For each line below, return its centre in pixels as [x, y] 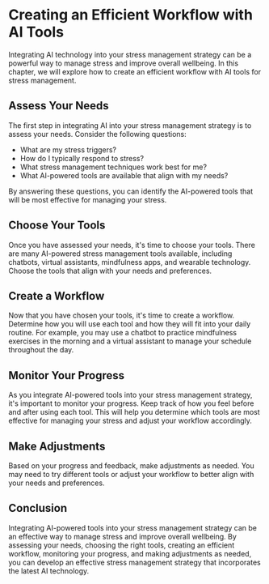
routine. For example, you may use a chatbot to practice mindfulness [122, 333]
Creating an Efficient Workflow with [130, 15]
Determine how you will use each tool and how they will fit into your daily [130, 324]
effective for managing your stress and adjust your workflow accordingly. [130, 421]
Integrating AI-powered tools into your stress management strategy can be [132, 527]
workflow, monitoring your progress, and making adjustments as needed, [130, 553]
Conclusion [38, 508]
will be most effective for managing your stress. [88, 199]
